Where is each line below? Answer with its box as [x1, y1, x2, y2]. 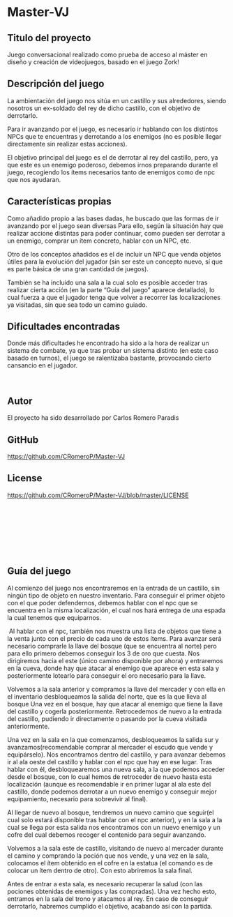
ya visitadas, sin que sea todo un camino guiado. [7, 301, 148, 309]
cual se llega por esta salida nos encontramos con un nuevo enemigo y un [7, 823, 221, 831]
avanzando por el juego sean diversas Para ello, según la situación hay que [7, 221, 224, 230]
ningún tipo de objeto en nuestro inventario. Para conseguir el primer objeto [7, 591, 225, 600]
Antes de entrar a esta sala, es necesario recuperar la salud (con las [7, 879, 203, 888]
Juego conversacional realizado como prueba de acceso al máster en [7, 50, 208, 59]
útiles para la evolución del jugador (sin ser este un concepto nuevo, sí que [7, 257, 223, 266]
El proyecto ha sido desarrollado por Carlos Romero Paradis [7, 414, 179, 422]
